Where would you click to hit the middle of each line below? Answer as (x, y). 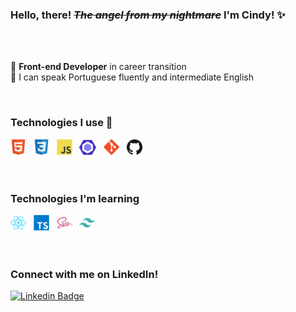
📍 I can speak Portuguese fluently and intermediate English (132, 77)
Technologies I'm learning (75, 198)
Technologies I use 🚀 (61, 123)
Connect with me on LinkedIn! (84, 274)
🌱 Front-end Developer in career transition (98, 67)
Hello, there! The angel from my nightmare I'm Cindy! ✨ (148, 15)
